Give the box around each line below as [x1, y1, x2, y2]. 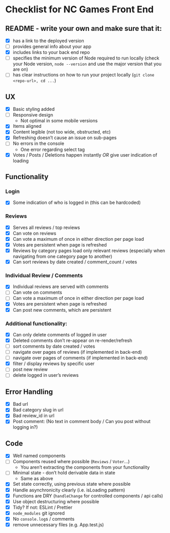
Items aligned [12, 123, 42, 129]
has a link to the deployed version [12, 37, 85, 44]
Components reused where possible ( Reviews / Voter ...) [12, 459, 130, 465]
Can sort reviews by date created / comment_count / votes [12, 258, 137, 265]
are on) [12, 66, 28, 72]
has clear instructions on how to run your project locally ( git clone [12, 72, 155, 78]
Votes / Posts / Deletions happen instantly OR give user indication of [12, 151, 158, 158]
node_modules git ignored [12, 510, 65, 516]
